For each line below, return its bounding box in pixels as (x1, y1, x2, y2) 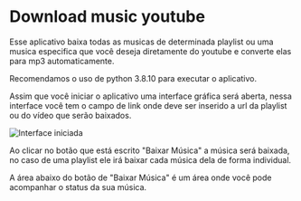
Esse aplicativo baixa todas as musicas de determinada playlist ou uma (9, 36, 274, 47)
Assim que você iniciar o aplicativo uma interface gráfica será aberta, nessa (9, 91, 292, 101)
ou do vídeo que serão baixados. (9, 110, 132, 120)
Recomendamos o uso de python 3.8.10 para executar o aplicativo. (9, 72, 258, 83)
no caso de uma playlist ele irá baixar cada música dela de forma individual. (9, 154, 292, 165)
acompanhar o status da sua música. (9, 181, 147, 192)
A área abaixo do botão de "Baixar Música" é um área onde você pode (9, 172, 272, 183)
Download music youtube (9, 6, 206, 27)
